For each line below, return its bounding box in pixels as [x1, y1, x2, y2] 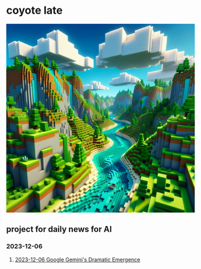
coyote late [6, 4, 63, 17]
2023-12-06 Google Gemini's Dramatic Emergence [14, 256, 141, 263]
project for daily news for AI [6, 224, 112, 234]
